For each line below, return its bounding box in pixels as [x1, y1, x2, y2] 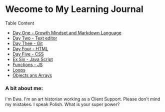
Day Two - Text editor [12, 35, 57, 41]
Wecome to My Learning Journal [5, 3, 143, 15]
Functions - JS [12, 61, 43, 67]
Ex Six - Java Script [12, 56, 53, 62]
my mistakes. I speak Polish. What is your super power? [5, 101, 120, 107]
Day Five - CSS [12, 51, 44, 57]
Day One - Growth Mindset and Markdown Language [12, 29, 121, 35]
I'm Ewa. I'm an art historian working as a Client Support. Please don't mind [5, 96, 160, 102]
